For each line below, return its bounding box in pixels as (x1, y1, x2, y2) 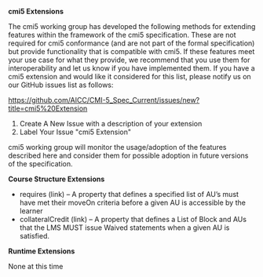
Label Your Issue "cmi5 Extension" (19, 127, 132, 137)
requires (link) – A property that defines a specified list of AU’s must (19, 190, 239, 199)
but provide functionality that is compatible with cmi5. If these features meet (8, 47, 255, 56)
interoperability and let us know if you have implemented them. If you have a (8, 64, 255, 73)
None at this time (8, 262, 64, 271)
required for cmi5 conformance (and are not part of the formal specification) (8, 38, 255, 48)
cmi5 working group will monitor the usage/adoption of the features (8, 143, 227, 151)
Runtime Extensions (8, 246, 75, 256)
